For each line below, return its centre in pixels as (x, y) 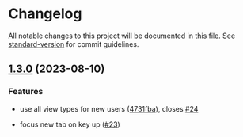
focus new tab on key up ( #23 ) (70, 124)
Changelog (45, 14)
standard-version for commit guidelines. (74, 44)
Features (26, 92)
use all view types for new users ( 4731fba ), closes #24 (109, 108)
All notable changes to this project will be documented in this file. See (122, 36)
